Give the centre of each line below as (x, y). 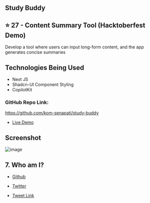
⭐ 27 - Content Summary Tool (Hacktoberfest (75, 25)
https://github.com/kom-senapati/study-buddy (52, 113)
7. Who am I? (25, 165)
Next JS (20, 80)
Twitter (19, 186)
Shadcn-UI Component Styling (43, 84)
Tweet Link (23, 195)
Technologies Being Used (45, 68)
